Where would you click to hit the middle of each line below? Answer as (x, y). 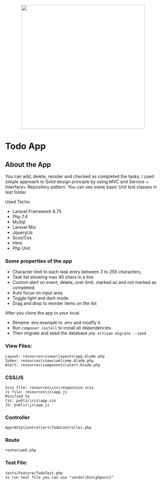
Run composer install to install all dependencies (62, 328)
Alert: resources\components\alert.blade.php (53, 365)
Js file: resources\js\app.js (36, 392)
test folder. (16, 192)
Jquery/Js (22, 232)
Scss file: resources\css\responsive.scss (49, 387)
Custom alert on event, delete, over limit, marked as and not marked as (84, 282)
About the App (28, 164)
